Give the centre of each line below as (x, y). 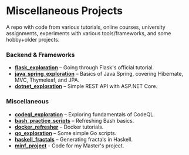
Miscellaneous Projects (65, 11)
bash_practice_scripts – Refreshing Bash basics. (74, 120)
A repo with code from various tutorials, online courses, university (86, 27)
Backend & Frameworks (41, 55)
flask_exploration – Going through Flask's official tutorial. (84, 68)
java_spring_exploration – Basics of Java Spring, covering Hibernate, (99, 74)
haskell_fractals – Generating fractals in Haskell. (74, 139)
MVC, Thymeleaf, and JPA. (47, 80)
